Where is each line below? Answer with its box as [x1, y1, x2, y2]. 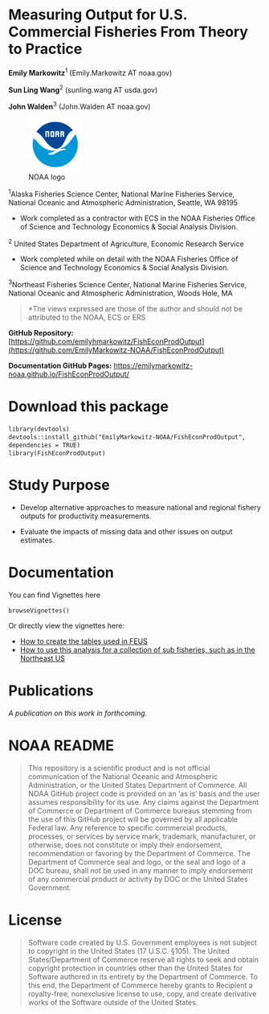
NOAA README [8, 736, 115, 754]
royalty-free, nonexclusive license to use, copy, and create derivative [27, 988, 257, 999]
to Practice [8, 40, 83, 58]
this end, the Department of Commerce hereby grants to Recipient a [27, 980, 253, 990]
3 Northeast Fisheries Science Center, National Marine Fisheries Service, [8, 278, 247, 289]
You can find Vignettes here [8, 590, 100, 600]
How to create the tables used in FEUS [19, 636, 149, 645]
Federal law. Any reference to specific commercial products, [27, 822, 227, 832]
